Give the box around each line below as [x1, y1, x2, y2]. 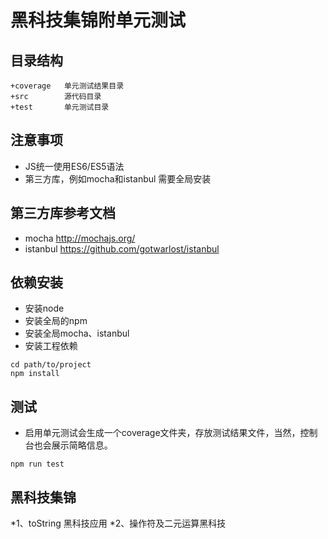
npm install [10, 369, 60, 379]
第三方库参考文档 [10, 205, 116, 222]
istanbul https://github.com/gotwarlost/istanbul [24, 242, 220, 255]
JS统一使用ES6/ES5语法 [24, 160, 125, 172]
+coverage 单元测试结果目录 [10, 81, 125, 91]
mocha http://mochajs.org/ [24, 232, 136, 244]
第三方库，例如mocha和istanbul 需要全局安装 [24, 172, 212, 185]
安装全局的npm [24, 315, 88, 327]
